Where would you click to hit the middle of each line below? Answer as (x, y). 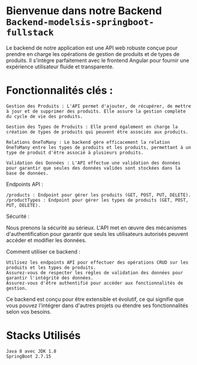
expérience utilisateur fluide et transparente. (60, 67)
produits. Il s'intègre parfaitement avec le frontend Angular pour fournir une (98, 60)
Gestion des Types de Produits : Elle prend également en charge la (92, 127)
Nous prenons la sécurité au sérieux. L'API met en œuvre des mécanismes (96, 228)
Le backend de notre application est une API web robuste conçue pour (92, 48)
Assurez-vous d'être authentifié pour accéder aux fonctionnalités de (95, 283)
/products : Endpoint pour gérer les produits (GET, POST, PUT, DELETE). (99, 195)
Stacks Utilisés (43, 336)
